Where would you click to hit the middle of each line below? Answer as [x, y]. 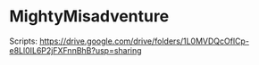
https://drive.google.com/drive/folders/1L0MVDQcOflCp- [145, 41]
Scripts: [24, 41]
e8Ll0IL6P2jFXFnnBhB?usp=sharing [75, 50]
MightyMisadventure [89, 16]
